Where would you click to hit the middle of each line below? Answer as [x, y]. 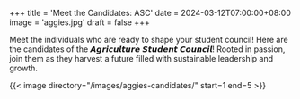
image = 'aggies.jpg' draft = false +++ [79, 22]
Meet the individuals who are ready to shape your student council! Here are [149, 40]
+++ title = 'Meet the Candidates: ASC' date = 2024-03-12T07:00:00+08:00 [150, 13]
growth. [24, 68]
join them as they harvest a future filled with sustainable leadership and [141, 58]
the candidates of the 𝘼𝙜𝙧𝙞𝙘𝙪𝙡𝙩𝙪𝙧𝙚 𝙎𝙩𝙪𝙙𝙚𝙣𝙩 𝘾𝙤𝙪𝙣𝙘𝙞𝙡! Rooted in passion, [147, 49]
